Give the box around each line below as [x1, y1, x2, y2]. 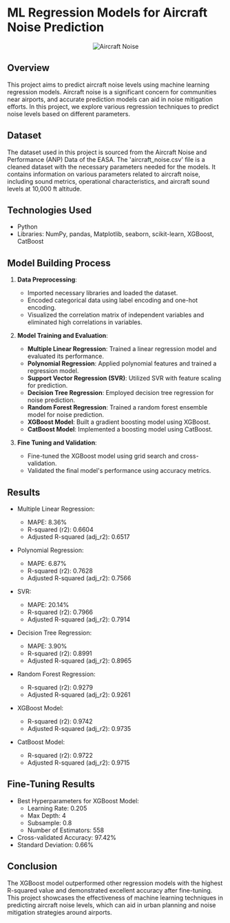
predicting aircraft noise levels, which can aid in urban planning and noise [7, 900, 216, 909]
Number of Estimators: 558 [27, 826, 105, 834]
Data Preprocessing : [17, 275, 77, 284]
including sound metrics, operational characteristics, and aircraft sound [7, 177, 210, 185]
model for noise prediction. [27, 411, 105, 419]
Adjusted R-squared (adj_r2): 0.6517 [27, 533, 130, 541]
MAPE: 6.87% [27, 560, 67, 567]
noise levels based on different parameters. [7, 109, 131, 118]
